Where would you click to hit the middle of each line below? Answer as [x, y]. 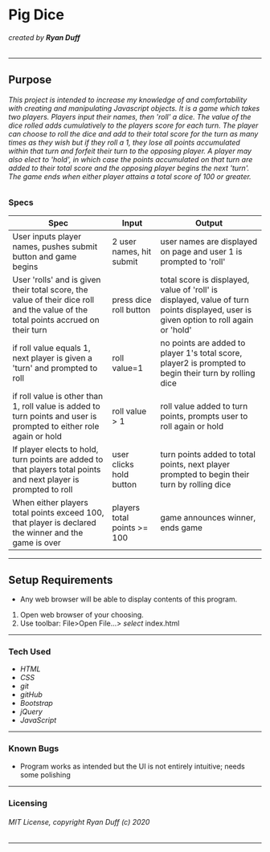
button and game [45, 257]
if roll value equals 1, [51, 349]
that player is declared [54, 523]
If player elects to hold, [55, 450]
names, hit [131, 252]
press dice [132, 300]
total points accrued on [56, 320]
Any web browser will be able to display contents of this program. [129, 599]
